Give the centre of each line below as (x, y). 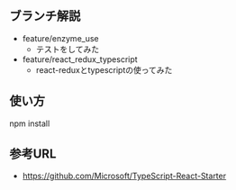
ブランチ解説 (45, 16)
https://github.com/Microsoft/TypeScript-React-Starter (124, 176)
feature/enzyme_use (60, 38)
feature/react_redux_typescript (80, 59)
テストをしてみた (68, 49)
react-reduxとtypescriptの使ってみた (104, 69)
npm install (30, 123)
